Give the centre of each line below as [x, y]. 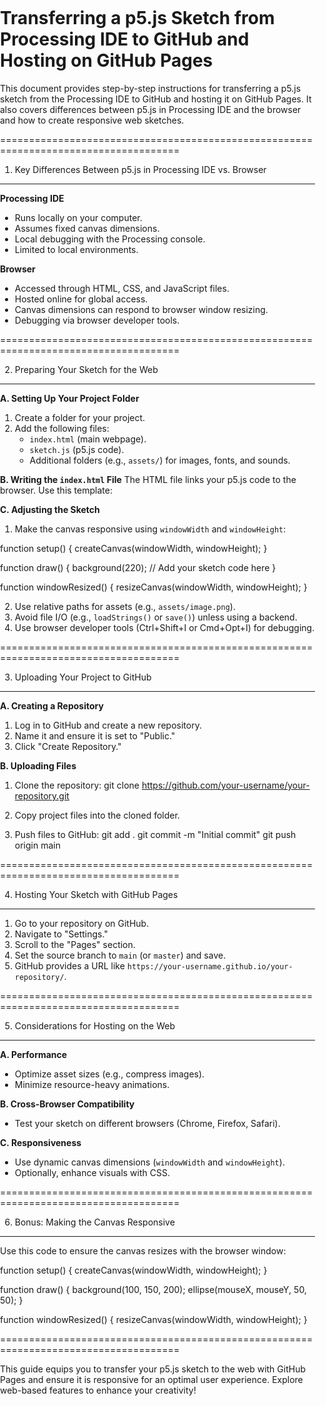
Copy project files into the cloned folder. [97, 815]
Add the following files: [62, 428]
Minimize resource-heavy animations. [92, 1084]
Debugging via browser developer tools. [97, 320]
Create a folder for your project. [80, 417]
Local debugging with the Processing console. [110, 239]
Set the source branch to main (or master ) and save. [120, 955]
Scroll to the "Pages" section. [75, 944]
